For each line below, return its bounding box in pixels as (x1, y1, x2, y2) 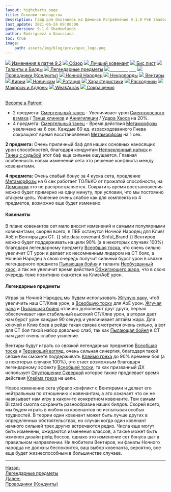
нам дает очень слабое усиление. (5, 333, 79, 339)
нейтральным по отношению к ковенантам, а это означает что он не (5, 390, 155, 397)
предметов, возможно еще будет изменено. (5, 200, 102, 206)
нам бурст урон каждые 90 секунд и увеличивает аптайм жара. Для (5, 316, 155, 323)
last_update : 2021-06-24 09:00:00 (5, 21, 79, 27)
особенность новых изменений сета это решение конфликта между (5, 157, 154, 163)
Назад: (5, 465, 20, 471)
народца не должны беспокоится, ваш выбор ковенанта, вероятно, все (5, 445, 161, 451)
